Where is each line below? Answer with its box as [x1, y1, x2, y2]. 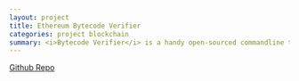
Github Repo [9, 62, 55, 73]
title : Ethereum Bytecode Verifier [9, 21, 141, 30]
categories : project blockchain [9, 29, 129, 38]
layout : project [9, 12, 69, 22]
